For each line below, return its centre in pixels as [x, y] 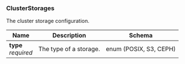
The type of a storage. [69, 49]
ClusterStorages [30, 8]
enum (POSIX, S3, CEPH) [141, 49]
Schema [141, 35]
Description [69, 35]
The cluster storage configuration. [48, 21]
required [21, 53]
